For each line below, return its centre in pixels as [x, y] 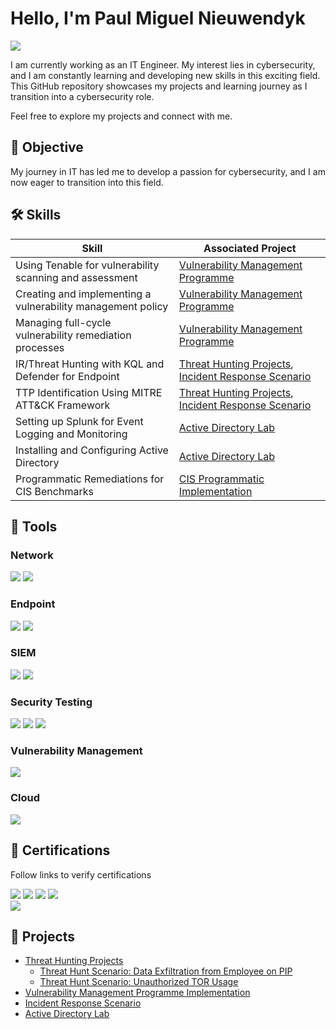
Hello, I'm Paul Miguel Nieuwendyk [158, 18]
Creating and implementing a [83, 294]
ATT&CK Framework [63, 405]
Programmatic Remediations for [90, 479]
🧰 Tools [34, 526]
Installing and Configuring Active [92, 450]
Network [32, 555]
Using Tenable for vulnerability [87, 265]
